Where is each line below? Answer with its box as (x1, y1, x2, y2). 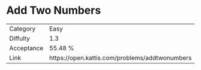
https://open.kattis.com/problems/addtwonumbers (49, 53, 192, 62)
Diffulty (9, 34, 30, 42)
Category (9, 25, 36, 33)
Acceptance (9, 44, 44, 52)
